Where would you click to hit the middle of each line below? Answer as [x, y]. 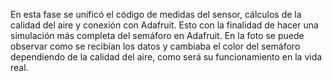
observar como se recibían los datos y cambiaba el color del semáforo [155, 46]
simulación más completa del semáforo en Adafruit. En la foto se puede [157, 35]
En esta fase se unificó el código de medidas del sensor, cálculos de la [156, 14]
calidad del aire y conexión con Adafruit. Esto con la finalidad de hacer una [164, 25]
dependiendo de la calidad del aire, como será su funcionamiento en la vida [166, 57]
